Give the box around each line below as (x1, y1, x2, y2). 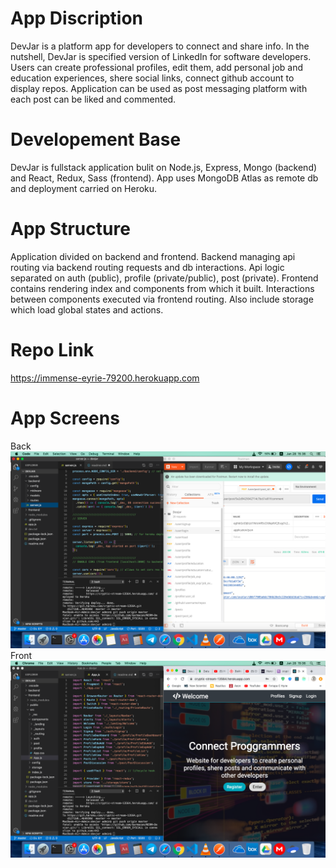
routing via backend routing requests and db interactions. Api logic (10, 261, 285, 273)
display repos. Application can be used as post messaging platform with (10, 82, 308, 94)
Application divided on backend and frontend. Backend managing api (10, 250, 296, 262)
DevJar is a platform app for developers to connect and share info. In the (10, 40, 310, 52)
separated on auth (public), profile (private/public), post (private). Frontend (10, 272, 319, 284)
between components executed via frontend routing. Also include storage (10, 293, 314, 305)
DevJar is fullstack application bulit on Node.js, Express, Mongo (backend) (10, 161, 318, 173)
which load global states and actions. (10, 303, 164, 316)
